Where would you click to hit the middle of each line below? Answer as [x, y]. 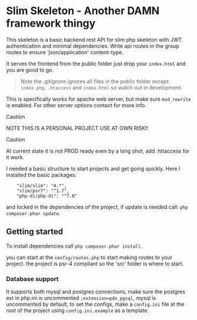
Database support [32, 279]
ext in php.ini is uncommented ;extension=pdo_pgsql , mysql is [81, 298]
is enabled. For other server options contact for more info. [76, 105]
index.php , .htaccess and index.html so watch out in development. [101, 87]
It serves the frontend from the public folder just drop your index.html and [96, 64]
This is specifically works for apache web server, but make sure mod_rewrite [98, 99]
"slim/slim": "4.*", [42, 186]
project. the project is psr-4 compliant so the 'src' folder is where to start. [95, 263]
